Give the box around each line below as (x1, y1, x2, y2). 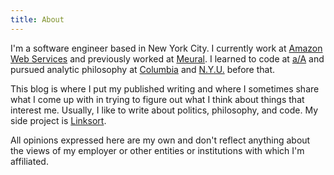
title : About (10, 14, 65, 25)
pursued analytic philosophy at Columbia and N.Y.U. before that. (10, 63, 275, 75)
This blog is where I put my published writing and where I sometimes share (10, 82, 320, 95)
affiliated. (10, 155, 49, 167)
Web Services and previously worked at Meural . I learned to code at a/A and (10, 52, 325, 65)
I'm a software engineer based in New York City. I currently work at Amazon (10, 42, 323, 54)
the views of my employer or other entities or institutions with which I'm (10, 144, 305, 156)
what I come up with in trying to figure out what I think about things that (10, 93, 305, 105)
